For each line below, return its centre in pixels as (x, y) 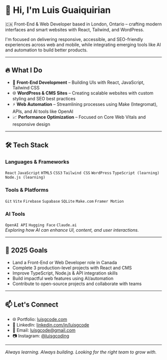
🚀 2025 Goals (26, 250)
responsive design (31, 124)
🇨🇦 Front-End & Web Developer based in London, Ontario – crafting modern (83, 24)
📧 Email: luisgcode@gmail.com (44, 330)
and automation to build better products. (46, 50)
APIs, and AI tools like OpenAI (43, 111)
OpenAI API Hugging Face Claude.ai (41, 225)
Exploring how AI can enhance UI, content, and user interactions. (72, 230)
